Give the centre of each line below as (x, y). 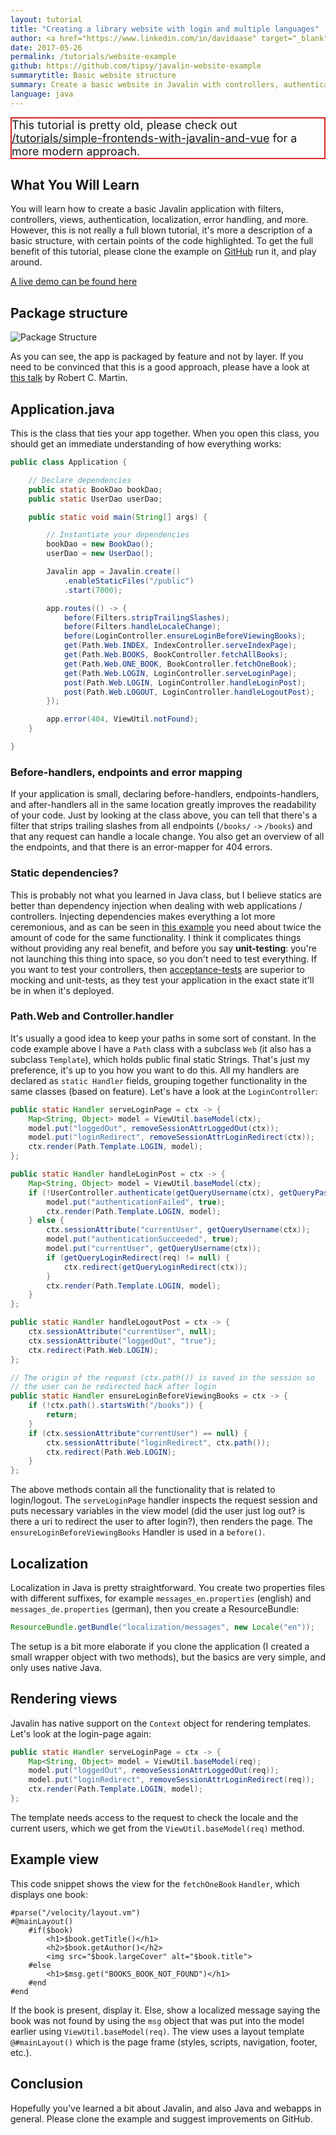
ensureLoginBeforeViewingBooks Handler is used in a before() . (138, 1532)
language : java (42, 94)
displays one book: (49, 1894)
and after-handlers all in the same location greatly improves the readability (163, 805)
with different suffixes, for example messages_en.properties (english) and (161, 1598)
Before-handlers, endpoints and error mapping (126, 772)
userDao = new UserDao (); (100, 554)
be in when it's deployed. (62, 990)
